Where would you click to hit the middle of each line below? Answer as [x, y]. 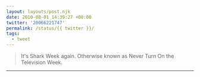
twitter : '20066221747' [36, 23]
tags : [13, 34]
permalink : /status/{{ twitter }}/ [50, 28]
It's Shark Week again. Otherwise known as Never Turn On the [97, 56]
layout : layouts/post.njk [38, 12]
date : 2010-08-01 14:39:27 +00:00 [49, 17]
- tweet [21, 39]
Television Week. [41, 62]
